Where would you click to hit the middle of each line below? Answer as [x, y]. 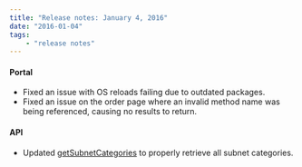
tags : [19, 34]
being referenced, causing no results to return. [110, 112]
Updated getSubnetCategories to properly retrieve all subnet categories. [158, 152]
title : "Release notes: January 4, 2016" [89, 18]
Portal [21, 72]
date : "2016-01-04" [46, 26]
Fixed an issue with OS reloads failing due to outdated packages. [144, 93]
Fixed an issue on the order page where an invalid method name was [151, 102]
